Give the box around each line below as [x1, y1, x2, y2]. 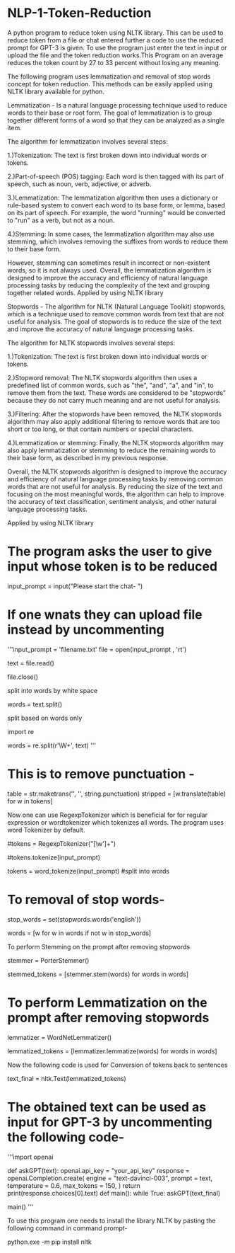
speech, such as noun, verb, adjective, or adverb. [7, 179, 152, 188]
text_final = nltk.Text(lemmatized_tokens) [7, 1074, 127, 1082]
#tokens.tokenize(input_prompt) [7, 853, 101, 862]
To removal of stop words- [7, 891, 165, 908]
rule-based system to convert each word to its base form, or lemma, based [7, 200, 226, 210]
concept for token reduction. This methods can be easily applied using [7, 79, 213, 88]
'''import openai [7, 1152, 54, 1161]
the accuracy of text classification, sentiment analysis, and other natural [7, 497, 217, 505]
